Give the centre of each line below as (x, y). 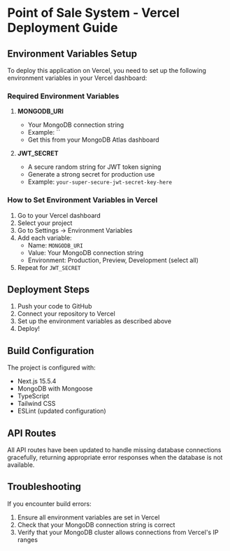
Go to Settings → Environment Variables (75, 230)
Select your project (45, 223)
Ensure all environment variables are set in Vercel (88, 517)
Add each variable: (44, 238)
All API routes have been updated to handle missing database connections (114, 450)
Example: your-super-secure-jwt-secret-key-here (100, 182)
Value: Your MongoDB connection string (86, 252)
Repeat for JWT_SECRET (49, 267)
